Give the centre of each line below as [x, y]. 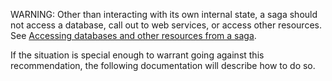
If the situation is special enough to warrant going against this [137, 55]
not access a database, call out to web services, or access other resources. [166, 25]
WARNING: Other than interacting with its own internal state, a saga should [164, 14]
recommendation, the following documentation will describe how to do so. [163, 65]
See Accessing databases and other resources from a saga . [133, 35]
